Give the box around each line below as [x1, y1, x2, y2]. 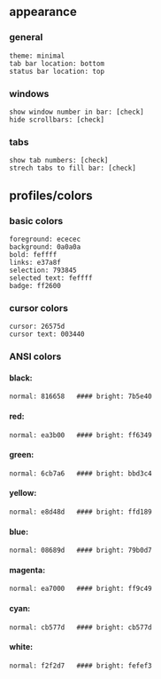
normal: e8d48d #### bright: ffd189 [9, 507, 152, 516]
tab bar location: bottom [9, 59, 104, 68]
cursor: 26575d [9, 322, 65, 332]
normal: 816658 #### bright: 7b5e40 [9, 392, 152, 401]
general [9, 31, 43, 44]
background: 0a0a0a [9, 242, 81, 252]
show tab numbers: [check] [9, 156, 109, 165]
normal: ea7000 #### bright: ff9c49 [9, 584, 152, 594]
